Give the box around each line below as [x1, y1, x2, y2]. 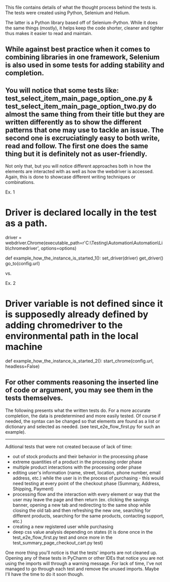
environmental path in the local [5, 330, 139, 342]
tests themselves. [5, 394, 63, 403]
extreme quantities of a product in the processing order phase [12, 459, 143, 465]
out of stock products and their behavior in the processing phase [12, 453, 148, 459]
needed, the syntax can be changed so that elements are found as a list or [5, 418, 160, 424]
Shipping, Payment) [12, 486, 54, 492]
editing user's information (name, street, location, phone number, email [12, 469, 161, 475]
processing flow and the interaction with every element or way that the [12, 491, 160, 497]
